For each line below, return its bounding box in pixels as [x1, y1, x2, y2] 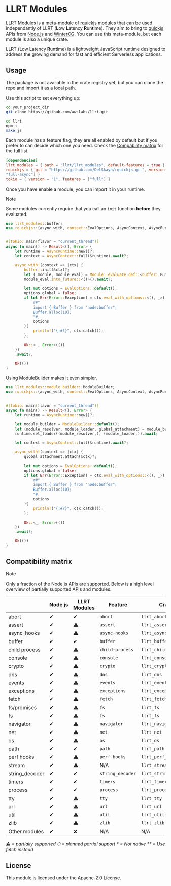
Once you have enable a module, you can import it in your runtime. [6, 186, 145, 192]
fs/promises [8, 704, 37, 711]
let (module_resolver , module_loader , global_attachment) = [15, 426, 145, 432]
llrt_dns [141, 671, 162, 677]
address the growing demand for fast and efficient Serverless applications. [6, 51, 162, 57]
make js [6, 128, 22, 133]
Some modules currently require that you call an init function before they [6, 205, 161, 211]
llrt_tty [141, 795, 162, 801]
